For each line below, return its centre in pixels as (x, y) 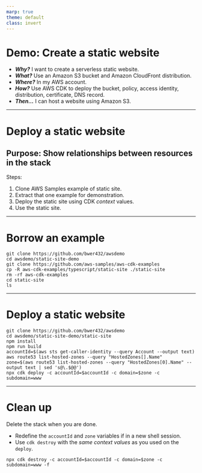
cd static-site (25, 280)
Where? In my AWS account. (51, 82)
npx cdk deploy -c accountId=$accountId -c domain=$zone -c (83, 373)
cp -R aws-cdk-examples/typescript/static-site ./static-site (86, 270)
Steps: (14, 177)
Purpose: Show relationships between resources (99, 153)
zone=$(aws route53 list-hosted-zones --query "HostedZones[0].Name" (95, 362)
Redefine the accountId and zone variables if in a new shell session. (98, 436)
